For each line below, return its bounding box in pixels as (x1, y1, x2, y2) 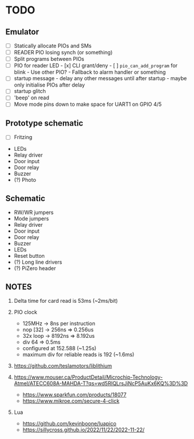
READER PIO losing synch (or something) (13, 49, 113, 56)
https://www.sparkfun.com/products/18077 (22, 391, 126, 398)
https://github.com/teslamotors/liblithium (13, 362, 112, 369)
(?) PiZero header (13, 265, 57, 272)
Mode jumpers (13, 215, 49, 222)
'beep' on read (13, 94, 50, 101)
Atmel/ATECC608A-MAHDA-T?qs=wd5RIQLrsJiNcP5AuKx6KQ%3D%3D (13, 380, 188, 386)
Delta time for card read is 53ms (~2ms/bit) (13, 298, 118, 304)
